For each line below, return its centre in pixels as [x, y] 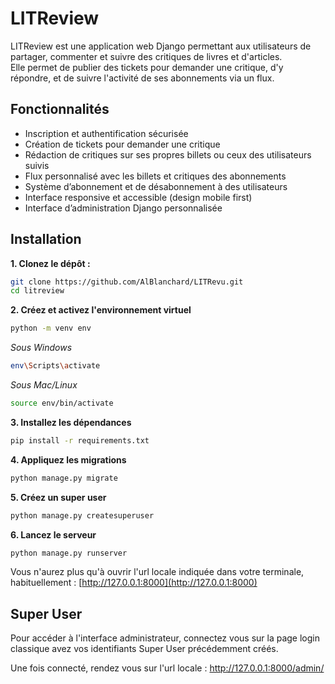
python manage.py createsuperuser [82, 515]
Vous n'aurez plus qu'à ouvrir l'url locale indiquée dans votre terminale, [157, 572]
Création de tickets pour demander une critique [122, 144]
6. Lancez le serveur [53, 534]
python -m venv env [51, 328]
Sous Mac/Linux [44, 385]
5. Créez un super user [58, 497]
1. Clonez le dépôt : [50, 263]
